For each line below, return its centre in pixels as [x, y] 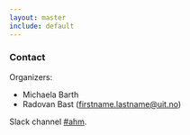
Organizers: [31, 76]
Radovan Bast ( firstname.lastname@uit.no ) [102, 103]
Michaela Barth [50, 94]
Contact [27, 58]
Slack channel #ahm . [48, 121]
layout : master [38, 18]
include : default [42, 26]
